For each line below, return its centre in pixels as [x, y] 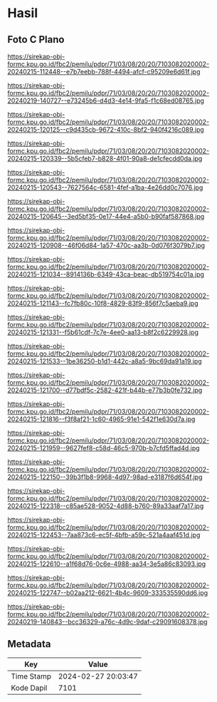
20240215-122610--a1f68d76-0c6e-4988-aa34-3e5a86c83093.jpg [107, 564]
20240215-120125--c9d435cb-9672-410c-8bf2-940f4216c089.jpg [106, 129]
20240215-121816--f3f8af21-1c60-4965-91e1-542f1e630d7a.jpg [101, 419]
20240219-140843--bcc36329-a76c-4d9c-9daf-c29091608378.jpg [107, 622]
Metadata [29, 644]
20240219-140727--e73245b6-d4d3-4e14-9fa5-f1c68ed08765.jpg [106, 100]
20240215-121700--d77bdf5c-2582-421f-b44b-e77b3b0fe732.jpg [105, 390]
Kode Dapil [29, 688]
